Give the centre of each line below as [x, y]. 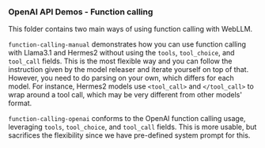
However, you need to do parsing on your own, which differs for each [121, 78]
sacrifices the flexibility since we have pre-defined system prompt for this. [129, 135]
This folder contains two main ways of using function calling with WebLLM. [131, 29]
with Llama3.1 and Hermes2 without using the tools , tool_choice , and [121, 53]
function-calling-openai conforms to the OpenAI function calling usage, [127, 119]
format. [20, 103]
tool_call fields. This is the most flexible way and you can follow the [120, 61]
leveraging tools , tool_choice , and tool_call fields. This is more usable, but [132, 127]
